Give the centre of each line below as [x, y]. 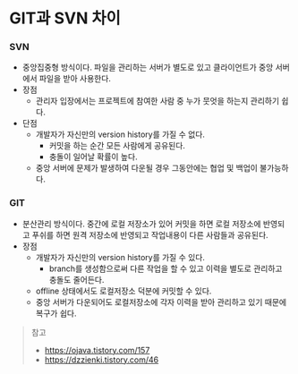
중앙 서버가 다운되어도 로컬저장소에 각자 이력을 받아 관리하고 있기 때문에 [161, 302]
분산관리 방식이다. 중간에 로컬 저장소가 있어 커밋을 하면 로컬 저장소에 [141, 224]
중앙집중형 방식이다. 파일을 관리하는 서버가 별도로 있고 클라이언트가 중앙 [148, 67]
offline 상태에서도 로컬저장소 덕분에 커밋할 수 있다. [123, 291]
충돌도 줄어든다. [77, 279]
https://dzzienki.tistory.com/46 [102, 360]
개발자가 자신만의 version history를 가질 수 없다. [120, 134]
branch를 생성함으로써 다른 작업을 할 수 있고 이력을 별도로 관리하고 [166, 268]
